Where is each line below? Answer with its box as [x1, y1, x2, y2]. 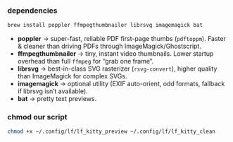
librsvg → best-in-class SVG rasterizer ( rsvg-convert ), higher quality [17, 64, 218, 73]
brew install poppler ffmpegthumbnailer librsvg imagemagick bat [7, 22, 203, 29]
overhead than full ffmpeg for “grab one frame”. [17, 57, 154, 66]
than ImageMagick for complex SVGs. [17, 72, 127, 81]
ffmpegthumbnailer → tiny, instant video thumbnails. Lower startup [17, 49, 214, 58]
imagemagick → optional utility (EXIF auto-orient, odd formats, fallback [17, 80, 225, 88]
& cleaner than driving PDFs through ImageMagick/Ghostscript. [17, 42, 202, 51]
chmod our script [7, 112, 68, 122]
